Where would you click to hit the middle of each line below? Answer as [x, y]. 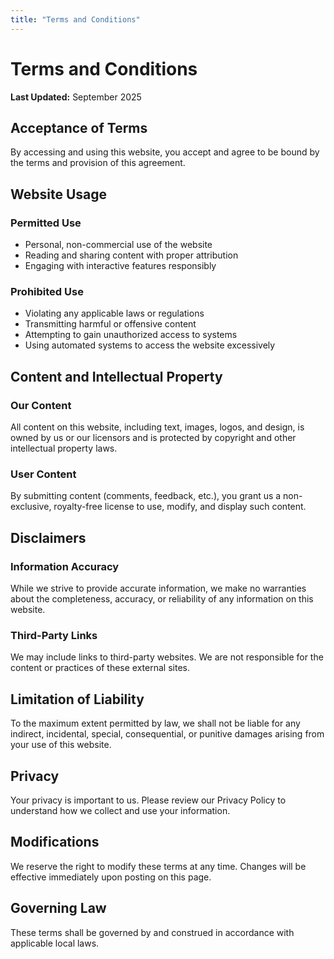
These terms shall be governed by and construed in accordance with [152, 932]
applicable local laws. [55, 943]
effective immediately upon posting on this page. [111, 877]
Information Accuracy [65, 566]
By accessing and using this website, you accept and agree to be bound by [165, 152]
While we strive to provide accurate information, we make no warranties [158, 588]
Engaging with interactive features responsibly [120, 266]
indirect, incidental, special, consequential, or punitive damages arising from [167, 734]
